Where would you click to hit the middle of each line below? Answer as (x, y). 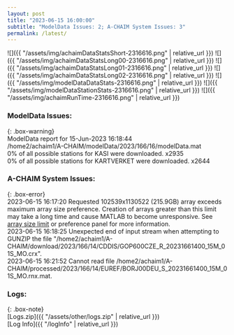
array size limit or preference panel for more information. (89, 224)
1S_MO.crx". (24, 253)
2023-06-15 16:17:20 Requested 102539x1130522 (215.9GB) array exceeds (115, 201)
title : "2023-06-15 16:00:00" (51, 20)
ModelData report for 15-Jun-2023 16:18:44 (70, 138)
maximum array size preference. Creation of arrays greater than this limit (112, 209)
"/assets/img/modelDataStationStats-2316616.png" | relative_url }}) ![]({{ (111, 90)
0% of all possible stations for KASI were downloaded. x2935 (95, 153)
